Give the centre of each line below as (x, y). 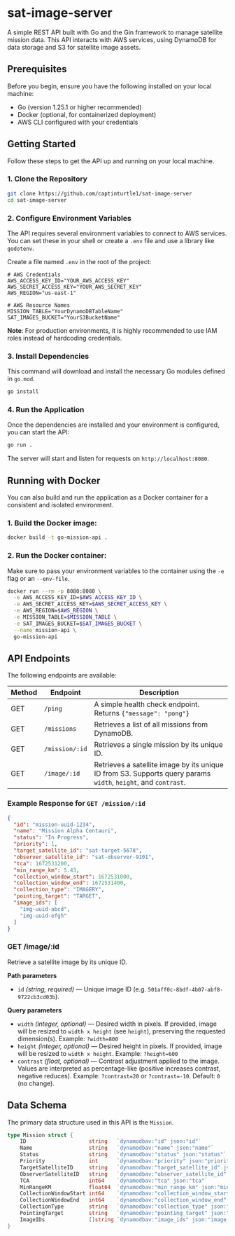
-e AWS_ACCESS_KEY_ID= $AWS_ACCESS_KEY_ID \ (78, 598)
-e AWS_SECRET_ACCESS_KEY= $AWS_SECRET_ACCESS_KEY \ (91, 604)
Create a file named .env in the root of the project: (79, 261)
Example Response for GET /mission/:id (76, 804)
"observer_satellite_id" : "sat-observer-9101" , (84, 857)
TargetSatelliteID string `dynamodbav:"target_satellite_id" (120, 1167)
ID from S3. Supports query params (152, 774)
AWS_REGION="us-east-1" (42, 293)
